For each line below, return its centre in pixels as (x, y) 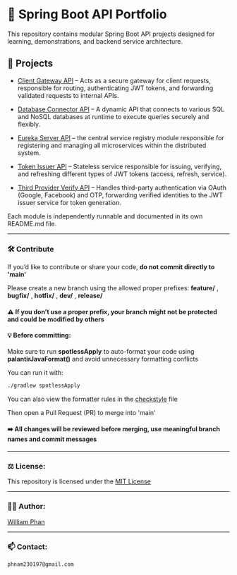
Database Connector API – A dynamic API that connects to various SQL (121, 109)
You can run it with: (35, 372)
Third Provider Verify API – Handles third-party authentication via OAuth (122, 187)
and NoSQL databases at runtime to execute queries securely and (113, 116)
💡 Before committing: (39, 335)
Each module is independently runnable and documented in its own (105, 216)
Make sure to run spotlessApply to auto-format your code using (101, 351)
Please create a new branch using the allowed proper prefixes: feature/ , (113, 288)
